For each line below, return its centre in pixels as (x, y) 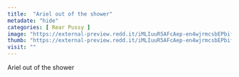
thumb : (17, 41)
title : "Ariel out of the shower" (60, 14)
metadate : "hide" (33, 21)
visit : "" (22, 47)
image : (17, 34)
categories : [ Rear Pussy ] (49, 27)
